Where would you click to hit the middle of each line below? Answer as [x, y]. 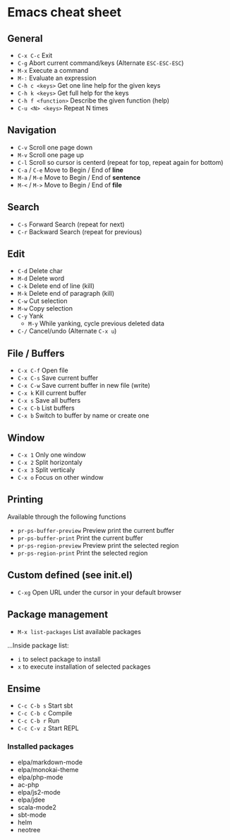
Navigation [32, 131]
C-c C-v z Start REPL [48, 728]
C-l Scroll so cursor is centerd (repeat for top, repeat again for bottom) [120, 162]
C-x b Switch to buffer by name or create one [83, 415]
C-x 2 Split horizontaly [50, 462]
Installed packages [41, 747]
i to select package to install [59, 659]
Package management [57, 615]
